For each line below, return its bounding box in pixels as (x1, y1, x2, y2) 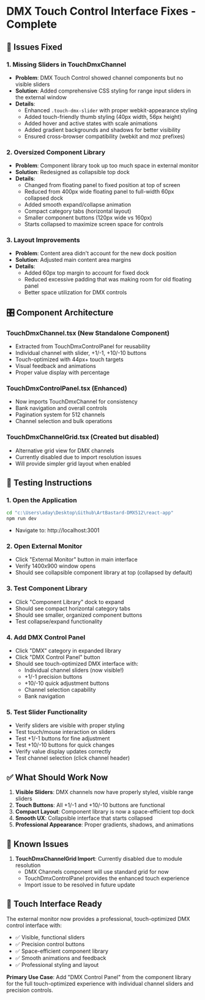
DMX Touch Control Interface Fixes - (6, 4, 196, 18)
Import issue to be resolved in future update (24, 881, 136, 888)
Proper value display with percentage (15, 369, 110, 376)
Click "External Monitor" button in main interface (15, 556, 138, 563)
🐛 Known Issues (6, 839, 69, 849)
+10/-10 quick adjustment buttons (24, 679, 110, 687)
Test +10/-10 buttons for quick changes (15, 741, 115, 749)
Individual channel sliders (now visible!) (24, 666, 124, 674)
